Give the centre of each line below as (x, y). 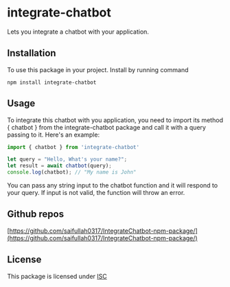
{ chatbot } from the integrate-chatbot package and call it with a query (106, 127)
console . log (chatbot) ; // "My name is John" (72, 172)
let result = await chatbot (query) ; (59, 166)
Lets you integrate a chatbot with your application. (78, 32)
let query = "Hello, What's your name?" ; (67, 159)
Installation (32, 53)
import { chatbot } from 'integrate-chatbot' (73, 147)
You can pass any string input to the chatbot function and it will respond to (113, 185)
